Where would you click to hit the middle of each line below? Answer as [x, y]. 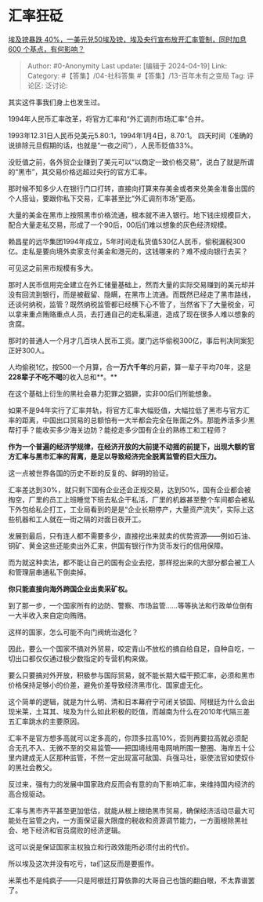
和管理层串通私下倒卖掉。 [49, 572]
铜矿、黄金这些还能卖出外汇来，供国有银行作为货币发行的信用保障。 [118, 546]
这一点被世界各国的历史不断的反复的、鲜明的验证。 [90, 473]
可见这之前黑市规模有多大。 [53, 268]
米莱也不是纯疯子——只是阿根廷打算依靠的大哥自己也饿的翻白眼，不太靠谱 [128, 880]
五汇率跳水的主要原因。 [46, 721]
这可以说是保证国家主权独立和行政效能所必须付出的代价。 [101, 847]
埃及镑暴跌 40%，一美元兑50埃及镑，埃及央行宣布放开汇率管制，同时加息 [127, 39]
